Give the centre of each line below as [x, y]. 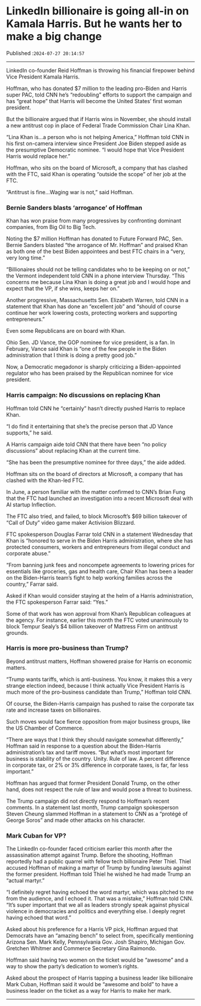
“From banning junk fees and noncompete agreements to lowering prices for [100, 565]
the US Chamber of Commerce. [45, 728]
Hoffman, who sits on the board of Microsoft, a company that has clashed [97, 168]
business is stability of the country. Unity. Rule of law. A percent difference [98, 758]
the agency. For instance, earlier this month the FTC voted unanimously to [97, 620]
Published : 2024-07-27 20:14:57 [45, 53]
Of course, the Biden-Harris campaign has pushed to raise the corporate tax [100, 703]
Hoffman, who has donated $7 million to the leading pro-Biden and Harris [97, 88]
